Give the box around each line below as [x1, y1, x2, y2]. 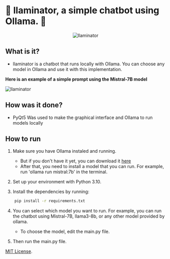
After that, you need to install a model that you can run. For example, [20, 163, 164, 170]
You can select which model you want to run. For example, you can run [12, 208, 162, 214]
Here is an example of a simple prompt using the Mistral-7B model [5, 76, 148, 82]
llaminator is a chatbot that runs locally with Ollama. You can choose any [12, 61, 165, 67]
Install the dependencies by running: [12, 189, 90, 195]
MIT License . [5, 248, 33, 254]
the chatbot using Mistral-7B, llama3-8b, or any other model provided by [12, 213, 165, 219]
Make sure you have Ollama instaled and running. [12, 148, 117, 154]
